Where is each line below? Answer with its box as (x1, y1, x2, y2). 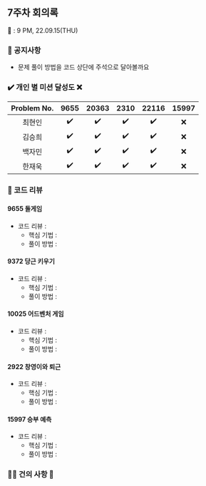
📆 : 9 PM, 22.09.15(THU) (7, 26, 78, 34)
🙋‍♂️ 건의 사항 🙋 (7, 470, 55, 480)
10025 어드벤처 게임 (7, 309, 64, 319)
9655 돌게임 (7, 204, 43, 212)
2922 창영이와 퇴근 (7, 362, 61, 371)
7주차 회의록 (7, 6, 58, 19)
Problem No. (11, 103, 54, 113)
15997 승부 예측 (7, 415, 52, 423)
